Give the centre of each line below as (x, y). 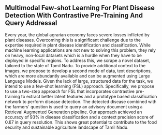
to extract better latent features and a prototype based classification (89, 96)
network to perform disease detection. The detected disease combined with (81, 102)
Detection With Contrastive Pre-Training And (74, 16)
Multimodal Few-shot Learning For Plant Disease (80, 8)
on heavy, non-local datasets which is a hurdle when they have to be (73, 55)
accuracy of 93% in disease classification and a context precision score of (79, 117)
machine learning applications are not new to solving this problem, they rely (81, 50)
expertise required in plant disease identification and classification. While (78, 45)
